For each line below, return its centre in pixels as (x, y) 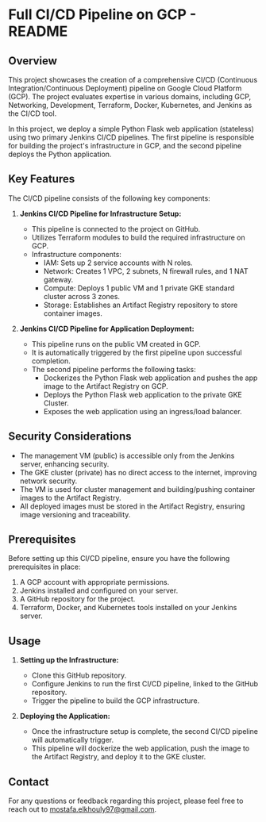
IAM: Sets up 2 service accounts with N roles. (118, 263)
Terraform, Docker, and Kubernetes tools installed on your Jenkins (128, 608)
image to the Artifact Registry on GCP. (106, 386)
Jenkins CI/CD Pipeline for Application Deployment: (107, 328)
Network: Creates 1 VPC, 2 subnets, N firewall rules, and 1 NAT (146, 271)
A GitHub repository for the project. (77, 599)
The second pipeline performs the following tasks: (114, 369)
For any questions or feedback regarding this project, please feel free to (126, 801)
